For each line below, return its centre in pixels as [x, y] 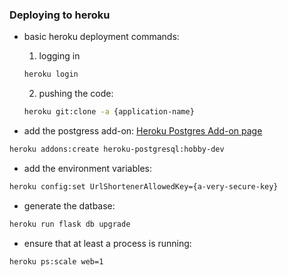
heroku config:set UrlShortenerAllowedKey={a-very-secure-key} [144, 186]
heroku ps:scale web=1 [56, 261]
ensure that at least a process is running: [107, 243]
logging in [59, 56]
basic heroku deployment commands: [101, 37]
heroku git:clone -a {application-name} [109, 112]
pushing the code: [76, 94]
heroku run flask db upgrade [70, 224]
